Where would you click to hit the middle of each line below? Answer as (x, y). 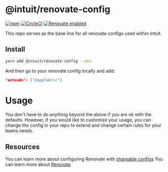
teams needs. (19, 131)
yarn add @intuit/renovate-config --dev (49, 61)
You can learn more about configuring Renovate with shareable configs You (84, 159)
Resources (23, 147)
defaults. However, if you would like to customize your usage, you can (78, 120)
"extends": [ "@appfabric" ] (34, 80)
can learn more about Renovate (38, 164)
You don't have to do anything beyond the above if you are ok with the (78, 114)
